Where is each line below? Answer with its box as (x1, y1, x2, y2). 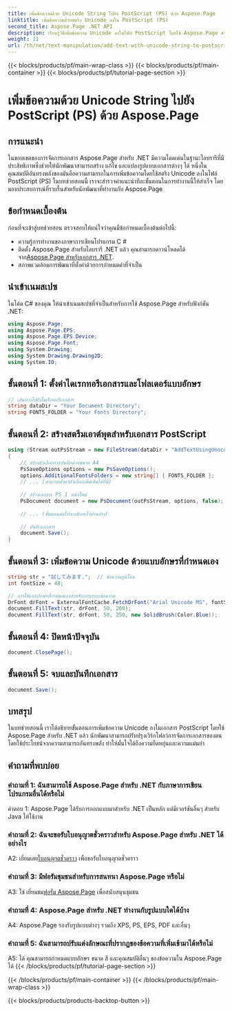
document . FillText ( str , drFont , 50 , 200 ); (8, 605, 131, 612)
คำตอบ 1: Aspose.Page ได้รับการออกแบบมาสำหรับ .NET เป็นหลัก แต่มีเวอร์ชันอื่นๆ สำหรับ (8, 805, 220, 813)
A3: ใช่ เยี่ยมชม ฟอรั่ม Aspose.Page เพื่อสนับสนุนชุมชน (8, 888, 139, 896)
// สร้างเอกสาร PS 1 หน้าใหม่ (20, 491, 87, 499)
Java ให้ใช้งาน (8, 812, 43, 821)
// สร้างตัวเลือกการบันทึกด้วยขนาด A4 (20, 459, 99, 466)
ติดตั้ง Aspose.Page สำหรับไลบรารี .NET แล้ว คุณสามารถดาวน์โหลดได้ (17, 245, 186, 253)
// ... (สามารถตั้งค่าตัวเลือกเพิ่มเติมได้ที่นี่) (20, 479, 112, 486)
